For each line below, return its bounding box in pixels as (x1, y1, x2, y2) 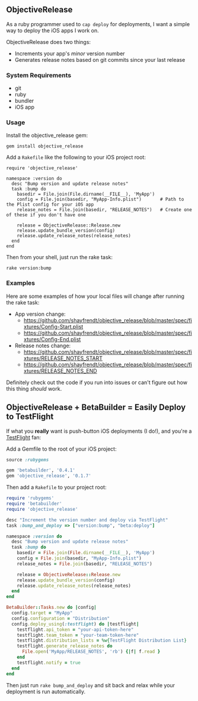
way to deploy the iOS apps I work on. (6, 27, 99, 34)
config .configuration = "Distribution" (11, 615, 110, 621)
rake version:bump (6, 265, 52, 271)
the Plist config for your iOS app (6, 202, 94, 208)
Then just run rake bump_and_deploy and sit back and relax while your (6, 681, 175, 689)
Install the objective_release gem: (6, 132, 88, 139)
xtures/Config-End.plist (23, 335, 81, 342)
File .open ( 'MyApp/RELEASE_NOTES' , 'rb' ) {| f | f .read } (21, 649, 161, 655)
